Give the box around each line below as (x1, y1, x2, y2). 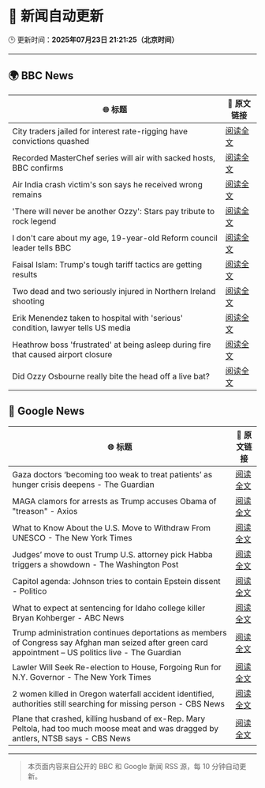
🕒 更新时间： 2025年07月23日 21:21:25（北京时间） (8, 35, 179, 44)
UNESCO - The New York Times (12, 532, 132, 543)
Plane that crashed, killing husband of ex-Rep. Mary (12, 713, 206, 724)
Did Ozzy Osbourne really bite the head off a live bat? (12, 371, 211, 382)
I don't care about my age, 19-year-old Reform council (12, 232, 218, 243)
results (12, 269, 38, 280)
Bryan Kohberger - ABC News (12, 612, 125, 623)
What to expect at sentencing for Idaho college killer (12, 602, 206, 613)
